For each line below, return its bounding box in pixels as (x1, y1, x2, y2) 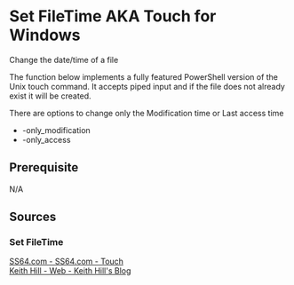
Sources (9, 210, 57, 225)
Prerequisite (9, 160, 79, 175)
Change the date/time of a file (9, 54, 119, 65)
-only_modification (21, 124, 91, 135)
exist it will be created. (9, 91, 91, 101)
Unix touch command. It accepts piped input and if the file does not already (9, 81, 286, 91)
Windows (9, 25, 81, 45)
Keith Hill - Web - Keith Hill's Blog (9, 265, 131, 276)
